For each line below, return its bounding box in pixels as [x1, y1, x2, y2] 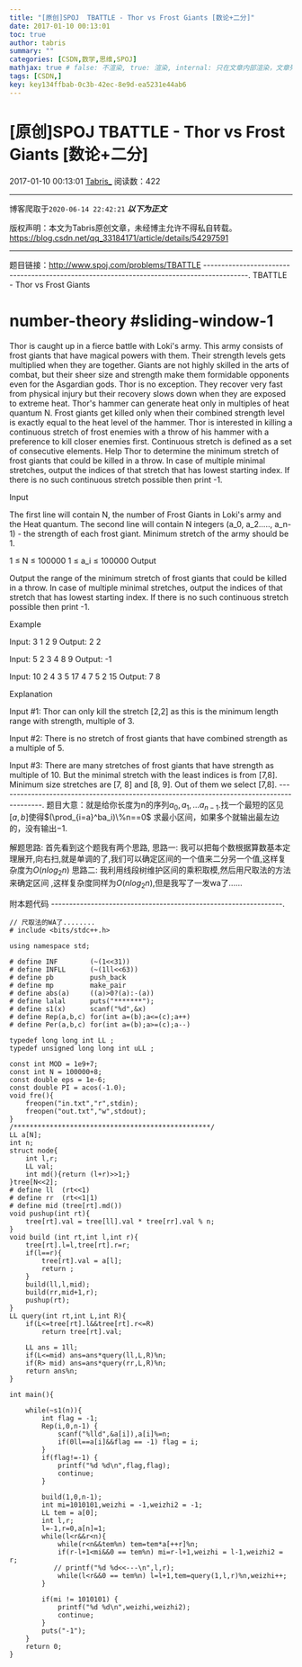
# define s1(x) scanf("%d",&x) [9, 1004, 147, 1013]
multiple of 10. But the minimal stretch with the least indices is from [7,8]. [9, 769, 278, 780]
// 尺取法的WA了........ [9, 918, 96, 927]
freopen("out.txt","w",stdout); [25, 1107, 147, 1116]
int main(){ [9, 1390, 54, 1399]
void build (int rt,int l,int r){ [9, 1232, 139, 1241]
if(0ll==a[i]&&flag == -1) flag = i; [57, 1437, 200, 1447]
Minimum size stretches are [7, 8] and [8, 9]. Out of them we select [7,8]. [9, 779, 277, 790]
